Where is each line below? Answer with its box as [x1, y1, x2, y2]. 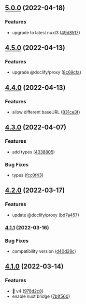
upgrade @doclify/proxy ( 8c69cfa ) [12, 69, 81, 75]
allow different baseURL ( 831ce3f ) [12, 109, 81, 115]
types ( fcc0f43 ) [12, 172, 43, 178]
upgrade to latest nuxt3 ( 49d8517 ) [12, 29, 81, 36]
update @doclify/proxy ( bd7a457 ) [12, 212, 80, 218]
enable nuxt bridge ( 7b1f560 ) [12, 293, 70, 299]
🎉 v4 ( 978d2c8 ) [12, 288, 43, 294]
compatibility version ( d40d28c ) [12, 248, 76, 254]
